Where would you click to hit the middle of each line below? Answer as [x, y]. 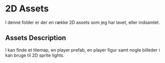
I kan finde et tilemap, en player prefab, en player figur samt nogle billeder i [82, 50]
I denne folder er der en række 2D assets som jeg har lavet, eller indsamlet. [82, 22]
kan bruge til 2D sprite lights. [35, 55]
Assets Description [36, 38]
